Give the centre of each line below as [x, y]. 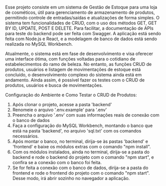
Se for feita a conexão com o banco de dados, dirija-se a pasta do [80, 168]
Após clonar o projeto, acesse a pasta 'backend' [62, 104]
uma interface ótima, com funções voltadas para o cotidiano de [70, 59]
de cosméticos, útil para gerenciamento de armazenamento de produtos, [80, 12]
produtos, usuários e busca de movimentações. [54, 85]
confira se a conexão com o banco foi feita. [57, 162]
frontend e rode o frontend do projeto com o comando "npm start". [81, 173]
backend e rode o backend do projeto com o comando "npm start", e [83, 157]
